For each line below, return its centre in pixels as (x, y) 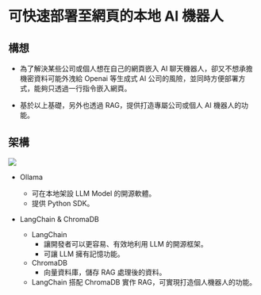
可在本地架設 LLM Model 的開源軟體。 (94, 193)
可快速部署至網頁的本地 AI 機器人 (116, 16)
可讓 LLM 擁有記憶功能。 (84, 254)
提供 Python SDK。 (63, 203)
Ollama (31, 177)
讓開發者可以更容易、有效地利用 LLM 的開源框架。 (125, 243)
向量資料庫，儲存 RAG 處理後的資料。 (105, 272)
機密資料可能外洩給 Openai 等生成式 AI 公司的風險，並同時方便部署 (129, 79)
